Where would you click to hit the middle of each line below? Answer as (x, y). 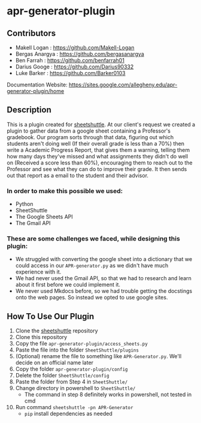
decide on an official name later (54, 363)
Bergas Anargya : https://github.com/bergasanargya (80, 54)
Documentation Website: (37, 85)
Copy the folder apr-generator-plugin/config (71, 369)
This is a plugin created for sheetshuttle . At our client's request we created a (101, 124)
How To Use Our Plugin (51, 316)
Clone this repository (41, 337)
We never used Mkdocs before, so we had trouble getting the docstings (104, 291)
